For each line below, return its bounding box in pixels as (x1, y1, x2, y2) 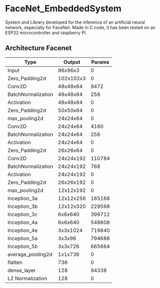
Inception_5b (7, 243, 38, 250)
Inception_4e (7, 227, 38, 234)
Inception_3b (7, 203, 38, 210)
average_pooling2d (7, 251, 53, 257)
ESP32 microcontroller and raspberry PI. (5, 30, 87, 35)
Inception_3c (7, 211, 38, 218)
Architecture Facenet (5, 44, 72, 52)
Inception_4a (7, 219, 38, 225)
